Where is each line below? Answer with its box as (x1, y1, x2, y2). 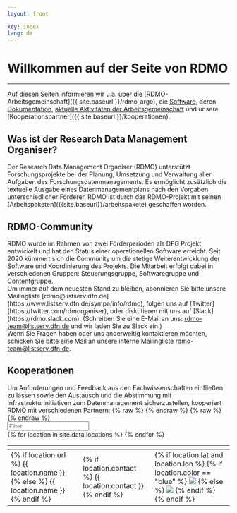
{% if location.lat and (154, 449, 224, 459)
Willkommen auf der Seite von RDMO (7, 60, 228, 76)
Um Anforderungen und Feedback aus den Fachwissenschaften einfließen (7, 383, 224, 392)
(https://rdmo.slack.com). (7, 314, 82, 322)
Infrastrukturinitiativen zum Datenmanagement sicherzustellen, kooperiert (7, 398, 222, 406)
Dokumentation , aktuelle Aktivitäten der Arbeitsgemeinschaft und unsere (7, 105, 219, 114)
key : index (7, 23, 39, 30)
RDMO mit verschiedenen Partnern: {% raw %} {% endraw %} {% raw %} (7, 406, 222, 414)
